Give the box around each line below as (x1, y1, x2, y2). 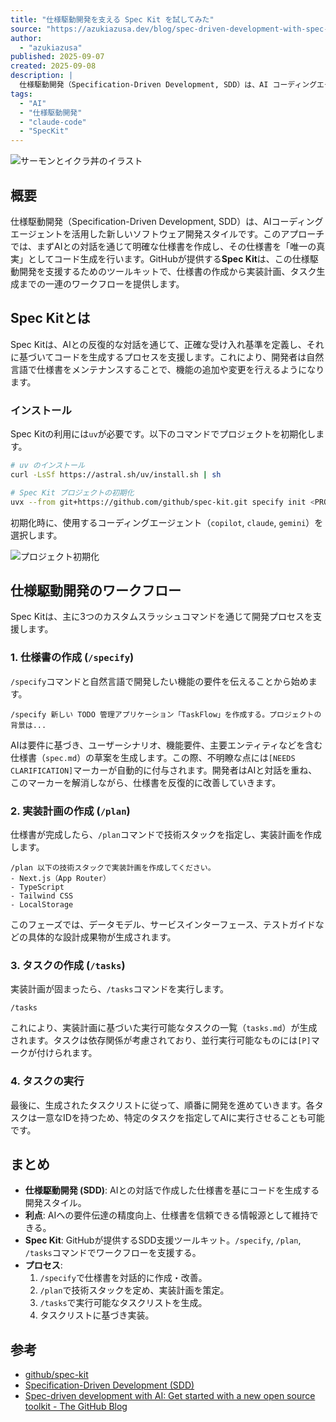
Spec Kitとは (10, 310, 91, 327)
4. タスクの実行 (10, 1074, 85, 1088)
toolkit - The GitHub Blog (24, 1401, 128, 1413)
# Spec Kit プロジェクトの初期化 (10, 487, 135, 498)
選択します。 (10, 529, 63, 541)
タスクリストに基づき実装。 (39, 1309, 155, 1321)
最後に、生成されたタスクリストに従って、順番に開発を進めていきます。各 (10, 1099, 315, 1111)
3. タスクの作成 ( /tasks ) (10, 958, 126, 972)
